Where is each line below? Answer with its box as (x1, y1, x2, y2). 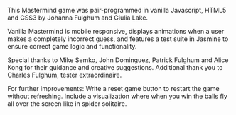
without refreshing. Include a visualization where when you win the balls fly (7, 92, 227, 100)
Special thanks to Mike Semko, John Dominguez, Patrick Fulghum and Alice (7, 56, 229, 64)
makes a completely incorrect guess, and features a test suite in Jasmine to (7, 35, 229, 43)
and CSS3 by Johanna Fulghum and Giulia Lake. (7, 13, 148, 22)
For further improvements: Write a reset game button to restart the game (7, 85, 220, 92)
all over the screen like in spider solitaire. (7, 99, 127, 108)
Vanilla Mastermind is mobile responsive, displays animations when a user (7, 28, 225, 35)
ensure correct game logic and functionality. (7, 42, 137, 50)
